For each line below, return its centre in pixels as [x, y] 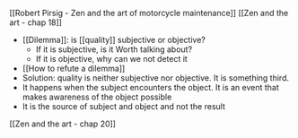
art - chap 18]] [36, 22]
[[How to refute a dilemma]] [74, 68]
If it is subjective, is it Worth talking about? [114, 49]
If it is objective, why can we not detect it [112, 59]
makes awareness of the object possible [97, 97]
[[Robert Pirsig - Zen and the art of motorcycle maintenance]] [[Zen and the [149, 13]
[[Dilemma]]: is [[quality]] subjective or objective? [114, 40]
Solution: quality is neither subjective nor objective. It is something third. [156, 78]
